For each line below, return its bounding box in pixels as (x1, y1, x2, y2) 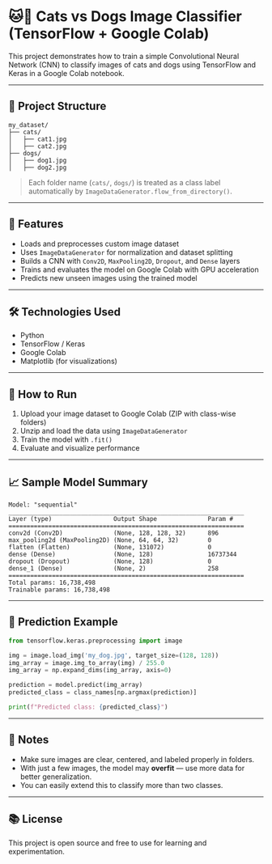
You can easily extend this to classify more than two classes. (19, 780, 223, 790)
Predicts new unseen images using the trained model (19, 273, 198, 282)
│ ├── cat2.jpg (8, 142, 67, 150)
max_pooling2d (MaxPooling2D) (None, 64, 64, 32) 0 (8, 536, 212, 544)
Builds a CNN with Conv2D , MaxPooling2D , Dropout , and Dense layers (19, 256, 240, 265)
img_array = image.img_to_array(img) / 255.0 (8, 659, 164, 667)
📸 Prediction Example (8, 615, 119, 629)
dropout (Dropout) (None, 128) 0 (8, 557, 212, 565)
